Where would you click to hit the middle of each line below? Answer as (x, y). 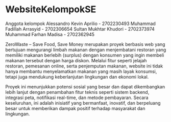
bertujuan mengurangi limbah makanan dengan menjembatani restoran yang (86, 50)
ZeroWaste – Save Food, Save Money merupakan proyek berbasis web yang (85, 44)
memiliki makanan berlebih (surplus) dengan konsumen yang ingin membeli (85, 55)
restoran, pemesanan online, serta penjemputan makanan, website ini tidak (84, 66)
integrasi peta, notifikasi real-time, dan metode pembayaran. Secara (77, 97)
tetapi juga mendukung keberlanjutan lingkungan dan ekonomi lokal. (77, 77)
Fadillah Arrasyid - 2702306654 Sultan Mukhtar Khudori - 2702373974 (80, 29)
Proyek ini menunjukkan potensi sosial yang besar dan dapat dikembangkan (85, 87)
